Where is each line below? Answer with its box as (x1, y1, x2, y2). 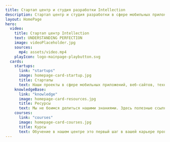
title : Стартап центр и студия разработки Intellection (5, 7, 125, 13)
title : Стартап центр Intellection (14, 31, 90, 36)
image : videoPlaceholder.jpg (14, 40, 76, 45)
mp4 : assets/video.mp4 (18, 49, 67, 54)
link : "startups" (18, 68, 56, 74)
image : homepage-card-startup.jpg (18, 73, 92, 78)
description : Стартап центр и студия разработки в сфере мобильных (5, 12, 151, 17)
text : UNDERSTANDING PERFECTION (14, 36, 82, 41)
